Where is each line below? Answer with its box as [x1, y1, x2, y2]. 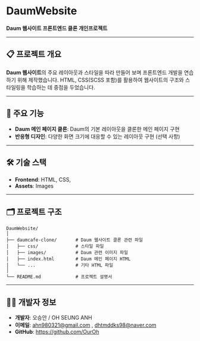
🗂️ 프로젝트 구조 [6, 207, 62, 217]
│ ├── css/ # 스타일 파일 [6, 243, 104, 249]
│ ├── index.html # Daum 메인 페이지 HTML [6, 256, 131, 262]
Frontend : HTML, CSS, [14, 176, 71, 183]
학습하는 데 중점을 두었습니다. [26, 83, 95, 90]
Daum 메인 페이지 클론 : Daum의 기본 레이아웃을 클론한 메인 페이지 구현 [14, 125, 180, 132]
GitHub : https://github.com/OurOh [14, 329, 99, 335]
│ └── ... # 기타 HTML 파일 [6, 262, 114, 268]
